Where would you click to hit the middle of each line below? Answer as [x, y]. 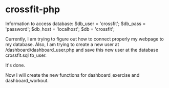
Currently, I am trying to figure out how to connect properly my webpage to [84, 39]
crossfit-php [33, 9]
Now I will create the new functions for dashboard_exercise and [72, 75]
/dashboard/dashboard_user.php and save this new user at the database [82, 50]
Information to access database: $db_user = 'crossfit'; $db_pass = [76, 24]
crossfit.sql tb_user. [26, 55]
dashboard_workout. [27, 80]
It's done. [15, 65]
